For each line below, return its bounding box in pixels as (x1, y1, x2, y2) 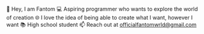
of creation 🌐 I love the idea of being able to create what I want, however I (6, 14, 193, 21)
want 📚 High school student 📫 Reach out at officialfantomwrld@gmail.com (6, 21, 197, 28)
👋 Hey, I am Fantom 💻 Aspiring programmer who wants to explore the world (6, 5, 199, 13)
